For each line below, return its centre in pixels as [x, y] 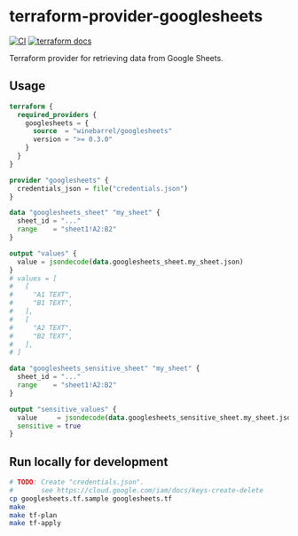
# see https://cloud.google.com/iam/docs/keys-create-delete [137, 490]
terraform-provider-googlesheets [136, 16]
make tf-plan [33, 515]
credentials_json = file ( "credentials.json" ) [103, 188]
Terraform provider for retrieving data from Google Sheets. [116, 58]
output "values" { [43, 253]
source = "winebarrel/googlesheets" [102, 131]
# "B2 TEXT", [41, 336]
